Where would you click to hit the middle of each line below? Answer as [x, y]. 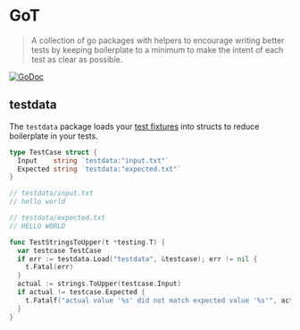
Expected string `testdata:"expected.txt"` [99, 169]
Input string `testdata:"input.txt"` [93, 161]
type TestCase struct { [54, 152]
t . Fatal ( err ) [50, 267]
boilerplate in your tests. [54, 136]
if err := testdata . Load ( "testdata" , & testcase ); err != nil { [137, 259]
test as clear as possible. [77, 59]
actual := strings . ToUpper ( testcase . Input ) [99, 284]
